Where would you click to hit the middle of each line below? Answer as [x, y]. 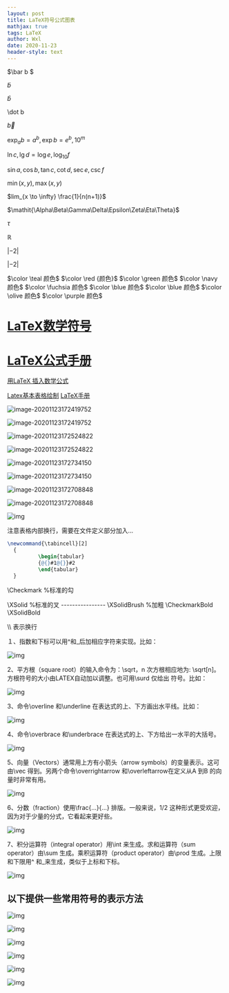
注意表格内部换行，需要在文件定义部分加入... [70, 531]
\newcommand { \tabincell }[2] [48, 544]
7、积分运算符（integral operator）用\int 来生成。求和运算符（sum [101, 844]
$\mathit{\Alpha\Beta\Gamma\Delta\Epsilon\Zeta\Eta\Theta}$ [93, 210]
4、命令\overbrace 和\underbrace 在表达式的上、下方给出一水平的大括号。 [113, 734]
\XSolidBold [24, 613]
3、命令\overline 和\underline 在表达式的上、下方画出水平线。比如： [104, 706]
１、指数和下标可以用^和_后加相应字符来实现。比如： [82, 641]
